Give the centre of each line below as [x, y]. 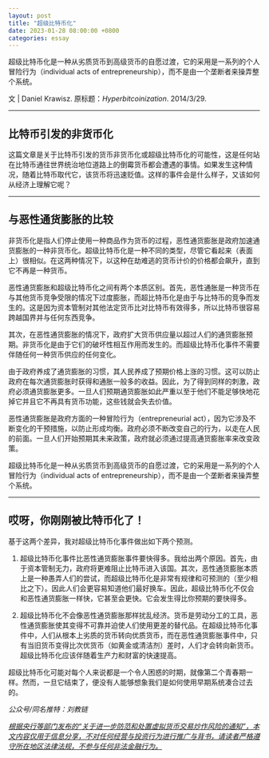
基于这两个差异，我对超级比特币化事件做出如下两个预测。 [103, 541]
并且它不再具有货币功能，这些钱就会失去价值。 [99, 401]
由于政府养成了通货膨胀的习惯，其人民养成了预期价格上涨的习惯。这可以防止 [134, 371]
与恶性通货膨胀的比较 [61, 219]
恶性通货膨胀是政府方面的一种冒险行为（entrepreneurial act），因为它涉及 [129, 418]
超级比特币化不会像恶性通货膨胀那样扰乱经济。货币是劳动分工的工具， [135, 615]
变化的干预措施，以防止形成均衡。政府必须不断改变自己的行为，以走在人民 [137, 428]
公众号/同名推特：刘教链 [48, 709]
